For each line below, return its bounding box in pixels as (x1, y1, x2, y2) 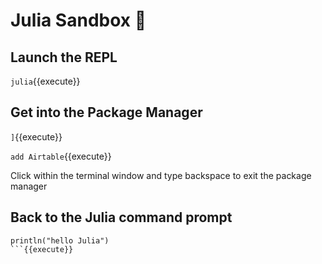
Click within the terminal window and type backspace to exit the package (10, 169, 312, 181)
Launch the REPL (10, 49, 118, 66)
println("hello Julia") (10, 235, 110, 246)
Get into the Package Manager (10, 104, 203, 121)
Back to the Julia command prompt (10, 209, 233, 226)
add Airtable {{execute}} (10, 150, 112, 162)
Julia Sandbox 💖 (10, 9, 147, 32)
